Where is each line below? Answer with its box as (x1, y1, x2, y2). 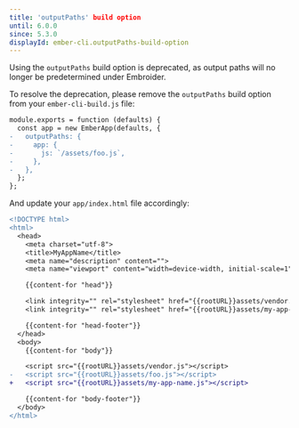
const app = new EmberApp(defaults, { (17, 124, 162, 133)
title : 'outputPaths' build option (9, 12, 141, 22)
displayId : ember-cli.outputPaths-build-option (9, 37, 190, 47)
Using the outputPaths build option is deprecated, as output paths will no (9, 62, 276, 73)
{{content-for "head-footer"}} (25, 321, 141, 330)
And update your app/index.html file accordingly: (9, 198, 190, 209)
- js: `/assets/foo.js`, (9, 149, 125, 157)
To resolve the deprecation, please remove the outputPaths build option (9, 89, 271, 100)
